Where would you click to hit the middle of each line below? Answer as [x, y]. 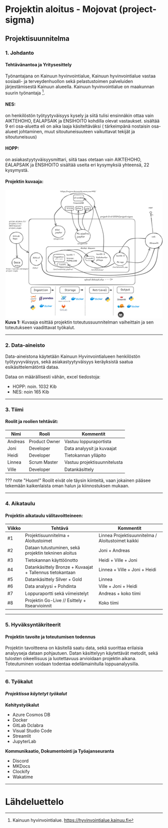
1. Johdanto [19, 53]
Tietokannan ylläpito [85, 455]
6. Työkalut [19, 682]
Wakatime [23, 777]
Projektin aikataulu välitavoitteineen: [44, 515]
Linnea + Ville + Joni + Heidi [127, 570]
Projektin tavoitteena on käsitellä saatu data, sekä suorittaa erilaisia [74, 648]
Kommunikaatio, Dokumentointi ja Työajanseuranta [59, 751]
